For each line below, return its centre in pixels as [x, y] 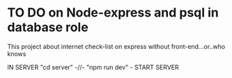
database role [48, 27]
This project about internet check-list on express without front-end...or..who [116, 46]
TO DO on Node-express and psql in [113, 13]
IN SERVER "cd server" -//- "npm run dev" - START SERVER [93, 67]
